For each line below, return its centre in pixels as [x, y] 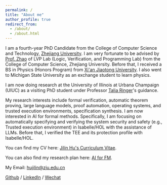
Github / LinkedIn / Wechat [33, 177]
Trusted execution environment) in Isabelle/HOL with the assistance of [78, 127]
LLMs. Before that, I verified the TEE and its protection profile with [74, 132]
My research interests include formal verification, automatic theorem [77, 100]
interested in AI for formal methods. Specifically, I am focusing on [73, 116]
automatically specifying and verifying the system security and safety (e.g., [84, 122]
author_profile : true [28, 19]
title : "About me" [25, 15]
